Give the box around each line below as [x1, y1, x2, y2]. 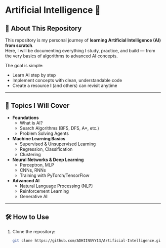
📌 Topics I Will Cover [5, 101, 70, 110]
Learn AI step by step [12, 72, 56, 78]
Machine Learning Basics [12, 135, 66, 141]
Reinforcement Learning [19, 188, 69, 194]
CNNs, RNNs [19, 167, 46, 173]
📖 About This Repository [5, 24, 82, 33]
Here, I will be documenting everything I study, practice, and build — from [5, 48, 156, 53]
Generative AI [19, 193, 48, 199]
